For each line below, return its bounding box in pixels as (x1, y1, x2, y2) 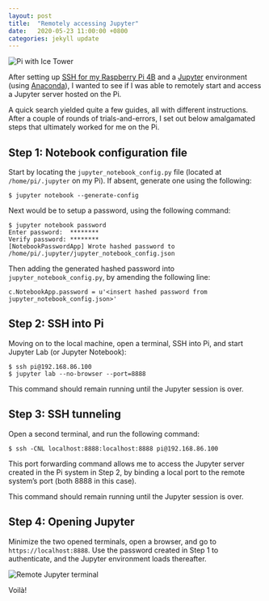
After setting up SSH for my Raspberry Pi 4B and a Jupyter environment (8, 72, 248, 82)
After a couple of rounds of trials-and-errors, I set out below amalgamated (8, 114, 256, 124)
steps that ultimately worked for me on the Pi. (8, 122, 160, 132)
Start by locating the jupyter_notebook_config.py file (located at (8, 167, 222, 177)
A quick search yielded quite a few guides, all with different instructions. (8, 105, 249, 115)
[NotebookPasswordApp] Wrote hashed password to (8, 243, 175, 251)
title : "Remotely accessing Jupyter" (8, 19, 139, 28)
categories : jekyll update (8, 34, 99, 43)
